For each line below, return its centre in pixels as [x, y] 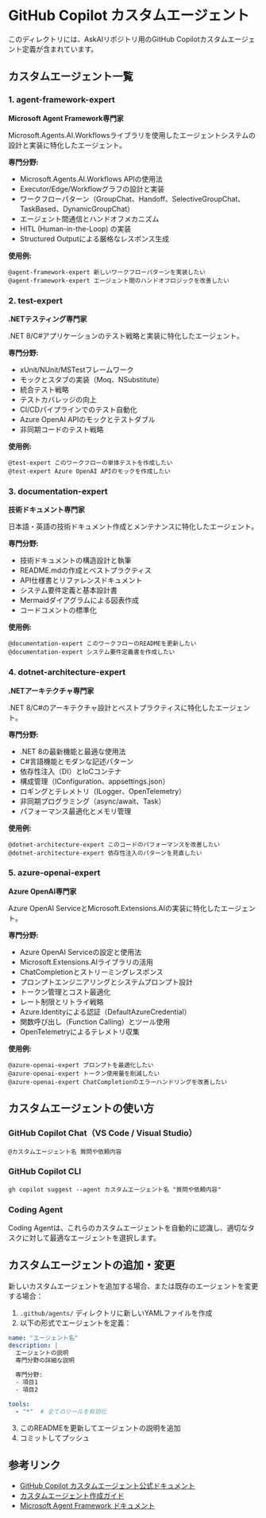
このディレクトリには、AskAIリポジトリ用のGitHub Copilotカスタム [118, 39]
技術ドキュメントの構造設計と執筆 [75, 561]
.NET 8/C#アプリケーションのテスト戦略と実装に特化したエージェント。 [126, 335]
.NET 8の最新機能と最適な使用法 [73, 751]
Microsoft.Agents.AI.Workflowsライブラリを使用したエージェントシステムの [132, 135]
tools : [19, 1404]
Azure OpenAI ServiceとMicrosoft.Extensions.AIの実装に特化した [114, 908]
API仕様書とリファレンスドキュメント [81, 581]
